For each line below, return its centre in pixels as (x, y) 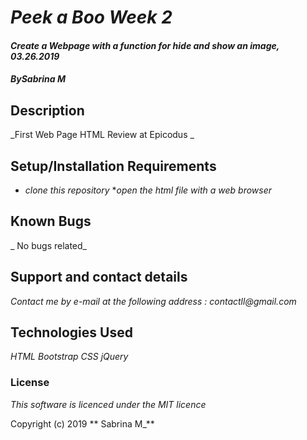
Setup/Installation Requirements (113, 166)
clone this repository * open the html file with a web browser (148, 190)
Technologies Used (71, 332)
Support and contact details (99, 277)
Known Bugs (51, 221)
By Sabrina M (38, 79)
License (30, 383)
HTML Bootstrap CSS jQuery (69, 357)
